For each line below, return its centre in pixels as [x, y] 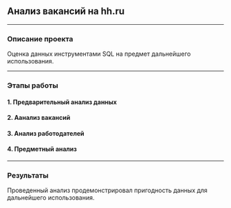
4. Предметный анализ [42, 149]
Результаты [28, 175]
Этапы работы [33, 85]
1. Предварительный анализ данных [62, 102]
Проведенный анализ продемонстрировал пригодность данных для [107, 190]
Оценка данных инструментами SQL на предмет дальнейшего [99, 54]
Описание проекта [40, 39]
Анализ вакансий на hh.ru [66, 11]
